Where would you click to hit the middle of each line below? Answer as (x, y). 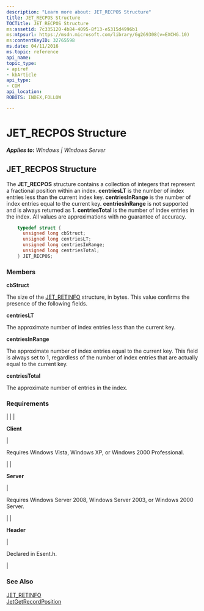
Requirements (28, 403)
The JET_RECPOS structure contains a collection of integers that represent (101, 184)
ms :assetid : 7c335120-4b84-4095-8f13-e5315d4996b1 (72, 29)
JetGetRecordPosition (34, 601)
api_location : (24, 92)
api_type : (19, 80)
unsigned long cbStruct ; (54, 233)
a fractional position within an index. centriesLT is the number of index (95, 190)
